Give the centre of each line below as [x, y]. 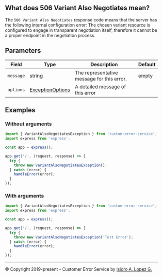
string [36, 76]
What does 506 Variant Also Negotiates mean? [77, 8]
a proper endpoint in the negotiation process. [50, 35]
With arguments [24, 196]
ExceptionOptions [50, 90]
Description [104, 64]
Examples [20, 110]
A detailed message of [100, 86]
